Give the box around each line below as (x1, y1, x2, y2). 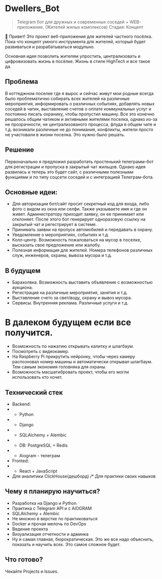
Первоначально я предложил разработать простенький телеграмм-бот (5, 159, 154, 164)
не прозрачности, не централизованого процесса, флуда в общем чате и (5, 121, 156, 127)
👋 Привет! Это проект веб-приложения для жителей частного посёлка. (5, 33, 153, 39)
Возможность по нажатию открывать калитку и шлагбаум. (12, 343, 134, 349)
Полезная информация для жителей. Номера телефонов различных (12, 247, 153, 253)
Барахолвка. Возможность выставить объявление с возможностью (12, 279, 153, 285)
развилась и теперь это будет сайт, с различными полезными (5, 169, 134, 175)
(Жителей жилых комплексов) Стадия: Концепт (45, 24, 144, 30)
